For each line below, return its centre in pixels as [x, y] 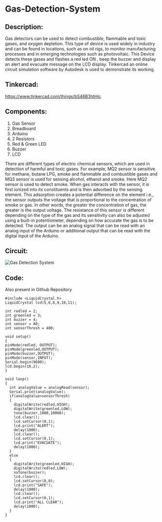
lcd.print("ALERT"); [34, 426]
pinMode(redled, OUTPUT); [31, 345]
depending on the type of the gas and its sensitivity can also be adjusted [77, 215]
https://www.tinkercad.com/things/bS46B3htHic [53, 96]
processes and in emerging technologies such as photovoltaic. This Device [80, 54]
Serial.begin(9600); [26, 362]
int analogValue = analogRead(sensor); [50, 388]
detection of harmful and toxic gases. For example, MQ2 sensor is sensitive [80, 169]
